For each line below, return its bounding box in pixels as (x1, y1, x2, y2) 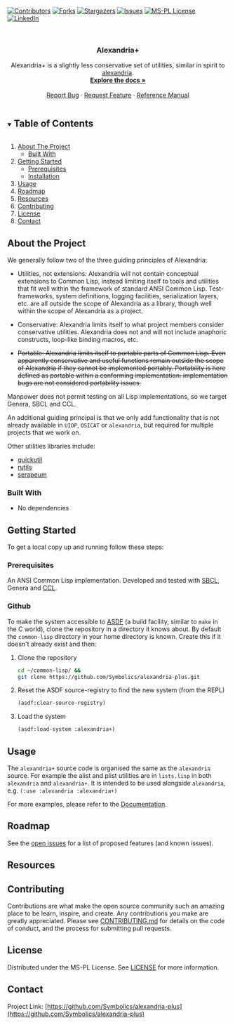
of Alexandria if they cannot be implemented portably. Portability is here (17, 364, 226, 372)
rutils (17, 463, 33, 471)
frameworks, (17, 291, 55, 300)
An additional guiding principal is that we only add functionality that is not (7, 413, 220, 421)
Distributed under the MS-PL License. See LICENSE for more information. (7, 963, 220, 972)
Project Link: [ (7, 1002, 48, 1010)
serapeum (17, 470, 47, 479)
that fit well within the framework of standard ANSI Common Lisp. (17, 284, 208, 293)
